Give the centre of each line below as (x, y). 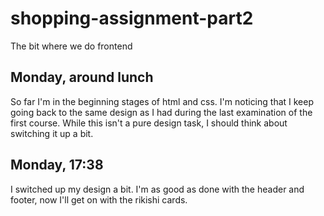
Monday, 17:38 (57, 165)
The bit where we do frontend (71, 46)
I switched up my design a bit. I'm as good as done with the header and (157, 189)
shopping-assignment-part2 (132, 18)
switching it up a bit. (52, 133)
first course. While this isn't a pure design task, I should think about (149, 123)
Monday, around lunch (82, 77)
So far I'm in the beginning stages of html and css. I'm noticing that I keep (162, 101)
